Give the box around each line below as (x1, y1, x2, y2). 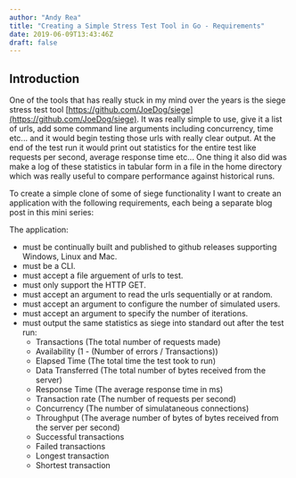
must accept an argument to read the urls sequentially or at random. (21, 289, 274, 300)
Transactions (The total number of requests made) (35, 337, 221, 348)
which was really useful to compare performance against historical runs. (9, 171, 275, 181)
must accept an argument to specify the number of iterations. (21, 308, 249, 319)
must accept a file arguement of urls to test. (21, 270, 184, 281)
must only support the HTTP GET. (21, 280, 147, 290)
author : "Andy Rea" (9, 13, 82, 22)
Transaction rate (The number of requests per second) (35, 394, 236, 405)
